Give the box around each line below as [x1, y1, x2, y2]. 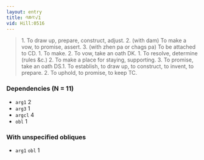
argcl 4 [15, 111, 35, 119]
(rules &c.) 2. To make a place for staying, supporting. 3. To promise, [21, 56, 194, 64]
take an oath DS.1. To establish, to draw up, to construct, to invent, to [21, 63, 194, 70]
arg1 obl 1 [15, 147, 40, 154]
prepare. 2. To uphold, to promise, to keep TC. [21, 69, 138, 77]
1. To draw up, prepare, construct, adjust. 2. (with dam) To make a [21, 37, 187, 44]
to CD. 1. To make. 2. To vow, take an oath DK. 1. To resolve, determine [21, 50, 198, 57]
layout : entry [6, 9, 43, 15]
